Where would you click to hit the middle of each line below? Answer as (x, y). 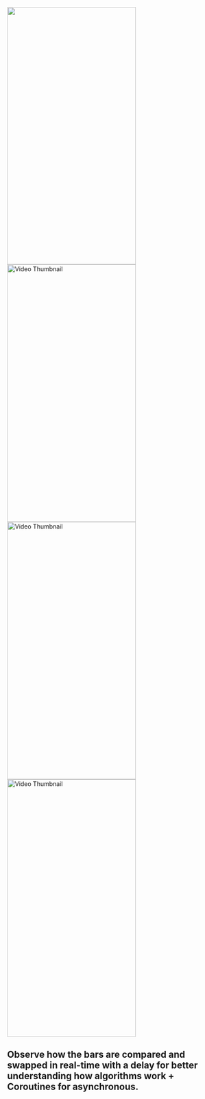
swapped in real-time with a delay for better (102, 1066)
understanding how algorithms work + (91, 1076)
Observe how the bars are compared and (96, 1055)
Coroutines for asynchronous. (73, 1087)
